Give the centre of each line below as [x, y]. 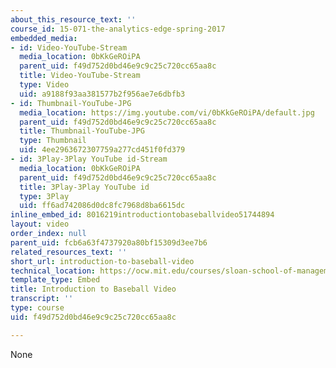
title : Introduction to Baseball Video [93, 289]
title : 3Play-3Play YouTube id [84, 187]
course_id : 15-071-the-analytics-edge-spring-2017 [118, 29]
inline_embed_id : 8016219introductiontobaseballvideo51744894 [142, 215]
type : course [37, 308]
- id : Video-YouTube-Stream [69, 47]
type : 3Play [44, 196]
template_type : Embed [55, 280]
